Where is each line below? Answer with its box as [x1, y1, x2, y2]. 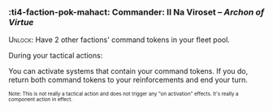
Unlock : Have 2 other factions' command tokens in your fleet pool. [8, 35, 230, 45]
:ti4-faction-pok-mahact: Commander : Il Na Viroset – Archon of [8, 6, 265, 18]
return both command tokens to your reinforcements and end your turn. [8, 75, 248, 85]
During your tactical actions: [8, 51, 103, 61]
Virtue [8, 16, 34, 28]
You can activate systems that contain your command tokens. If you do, [8, 66, 249, 76]
